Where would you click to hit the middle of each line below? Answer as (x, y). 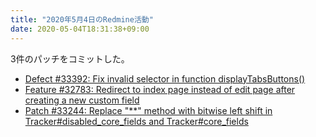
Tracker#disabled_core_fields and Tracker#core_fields (136, 121)
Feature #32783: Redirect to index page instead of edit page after (160, 89)
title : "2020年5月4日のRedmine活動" (82, 19)
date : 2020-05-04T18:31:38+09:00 (80, 29)
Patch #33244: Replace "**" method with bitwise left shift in (148, 110)
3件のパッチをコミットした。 (70, 58)
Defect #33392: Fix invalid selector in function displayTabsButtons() (165, 78)
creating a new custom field (82, 100)
